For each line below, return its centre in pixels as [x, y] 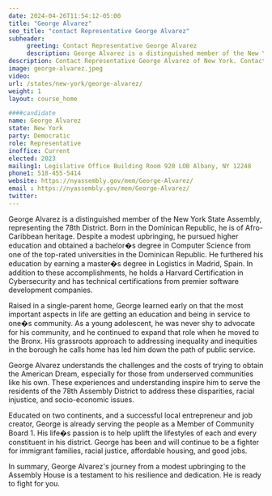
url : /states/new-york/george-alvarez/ [76, 83]
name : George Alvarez [45, 121]
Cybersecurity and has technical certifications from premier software [123, 281]
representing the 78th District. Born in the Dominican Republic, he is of [126, 227]
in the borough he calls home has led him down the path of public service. [132, 350]
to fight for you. [34, 483]
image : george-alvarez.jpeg [56, 69]
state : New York [36, 129]
